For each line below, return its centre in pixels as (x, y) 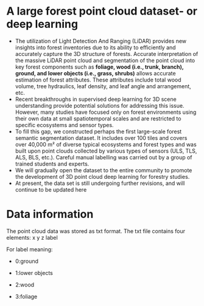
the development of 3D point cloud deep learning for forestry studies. (102, 176)
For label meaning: (30, 249)
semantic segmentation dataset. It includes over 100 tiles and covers (101, 137)
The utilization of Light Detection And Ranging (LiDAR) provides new (101, 41)
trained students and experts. (52, 164)
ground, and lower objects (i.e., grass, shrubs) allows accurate (95, 73)
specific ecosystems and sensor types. (64, 125)
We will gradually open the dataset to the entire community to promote (104, 170)
